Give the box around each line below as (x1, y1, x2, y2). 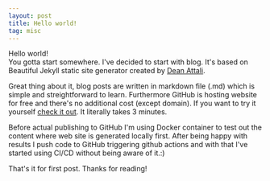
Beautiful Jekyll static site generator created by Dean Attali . (8, 66, 206, 76)
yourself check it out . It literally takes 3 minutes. (8, 107, 168, 117)
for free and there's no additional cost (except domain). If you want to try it (8, 98, 256, 109)
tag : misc (8, 27, 42, 35)
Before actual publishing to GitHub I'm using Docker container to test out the (8, 122, 262, 133)
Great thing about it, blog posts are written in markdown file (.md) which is (8, 81, 255, 91)
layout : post (8, 11, 52, 20)
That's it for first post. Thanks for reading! (8, 164, 147, 174)
